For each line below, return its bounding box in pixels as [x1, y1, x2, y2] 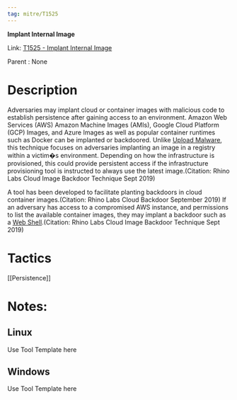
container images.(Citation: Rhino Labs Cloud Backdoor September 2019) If [7, 195, 226, 204]
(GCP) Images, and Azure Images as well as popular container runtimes [7, 128, 216, 137]
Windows [7, 365, 50, 377]
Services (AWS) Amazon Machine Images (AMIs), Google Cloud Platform [7, 120, 219, 129]
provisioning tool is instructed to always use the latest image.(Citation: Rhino [7, 166, 230, 175]
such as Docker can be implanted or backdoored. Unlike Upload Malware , [7, 135, 223, 144]
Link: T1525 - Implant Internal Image [7, 43, 112, 52]
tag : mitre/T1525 [7, 10, 59, 18]
